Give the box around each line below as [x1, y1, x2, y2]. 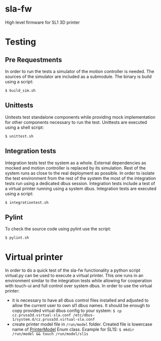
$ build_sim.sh [5, 88, 36, 93]
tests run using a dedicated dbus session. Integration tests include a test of [5, 180, 155, 186]
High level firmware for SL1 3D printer [5, 19, 80, 25]
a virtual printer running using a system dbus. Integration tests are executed [5, 186, 157, 191]
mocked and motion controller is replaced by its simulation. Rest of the [5, 165, 146, 170]
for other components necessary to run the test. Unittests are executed [5, 119, 147, 125]
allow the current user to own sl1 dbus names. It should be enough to [12, 303, 150, 309]
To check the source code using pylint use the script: [5, 226, 112, 232]
